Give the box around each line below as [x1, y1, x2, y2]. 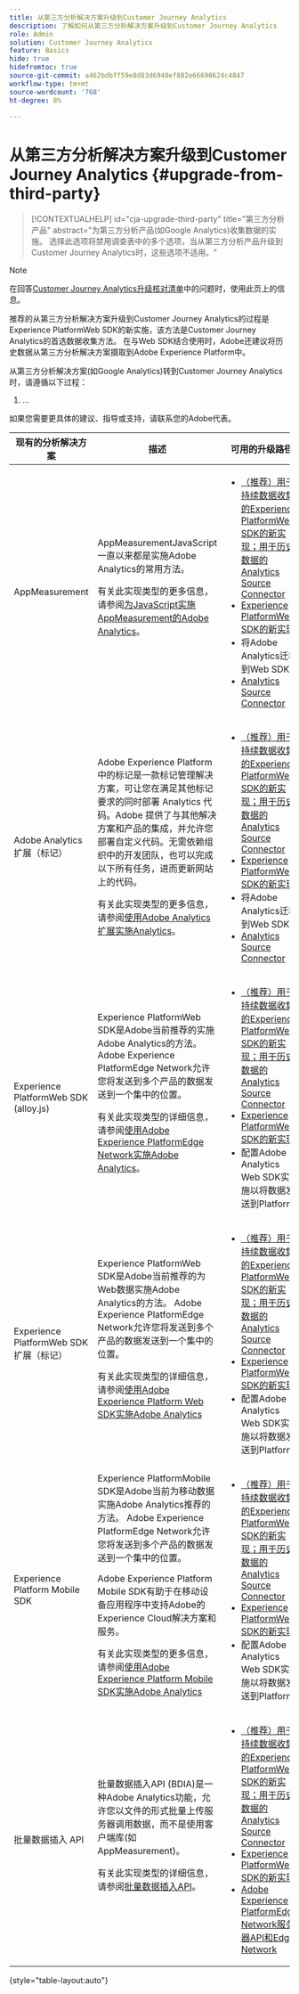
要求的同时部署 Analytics [97, 796, 202, 808]
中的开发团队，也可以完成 [106, 849, 214, 862]
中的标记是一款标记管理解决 [97, 769, 214, 781]
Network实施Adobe [97, 1148, 180, 1161]
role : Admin [9, 29, 53, 38]
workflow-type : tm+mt [9, 79, 90, 88]
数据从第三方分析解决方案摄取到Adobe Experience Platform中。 [16, 347, 251, 357]
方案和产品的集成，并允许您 [97, 822, 214, 835]
